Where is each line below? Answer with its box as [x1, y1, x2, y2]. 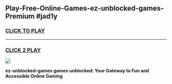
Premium [5, 12, 35, 21]
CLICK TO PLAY [5, 27, 45, 35]
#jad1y [36, 12, 58, 21]
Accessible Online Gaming [5, 73, 63, 79]
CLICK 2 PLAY [5, 46, 41, 53]
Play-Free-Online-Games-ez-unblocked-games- [5, 4, 164, 13]
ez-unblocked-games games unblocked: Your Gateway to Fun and [5, 67, 149, 73]
